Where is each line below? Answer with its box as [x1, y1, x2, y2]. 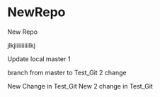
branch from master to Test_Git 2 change [7, 68, 127, 77]
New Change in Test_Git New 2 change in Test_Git [7, 82, 154, 90]
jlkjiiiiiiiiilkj [7, 41, 35, 49]
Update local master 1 [7, 54, 71, 63]
